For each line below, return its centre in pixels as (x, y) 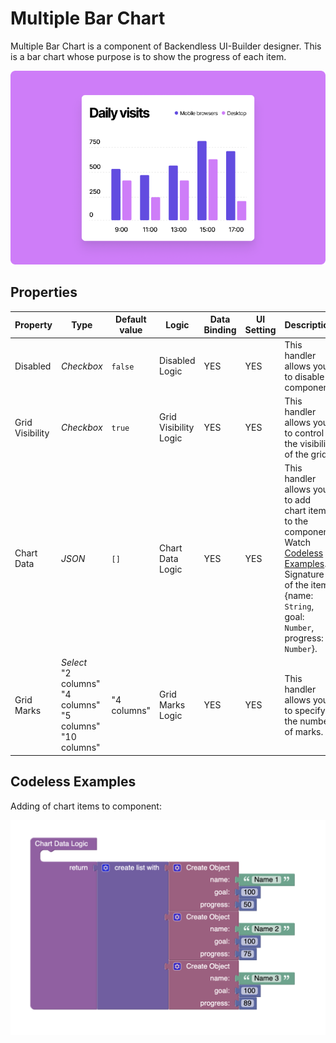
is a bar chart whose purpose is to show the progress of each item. (148, 56)
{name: (299, 596)
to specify (305, 710)
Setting (260, 330)
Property (33, 324)
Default (130, 319)
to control (304, 433)
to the (296, 521)
